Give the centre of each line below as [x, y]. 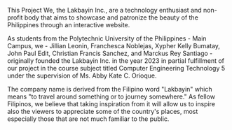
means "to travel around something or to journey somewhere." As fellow [111, 96]
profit [15, 17]
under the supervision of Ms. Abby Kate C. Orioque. [82, 75]
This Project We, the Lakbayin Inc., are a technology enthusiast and [104, 10]
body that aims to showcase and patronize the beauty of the [111, 17]
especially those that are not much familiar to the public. [88, 119]
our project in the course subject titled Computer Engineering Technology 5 [116, 68]
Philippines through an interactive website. [69, 25]
